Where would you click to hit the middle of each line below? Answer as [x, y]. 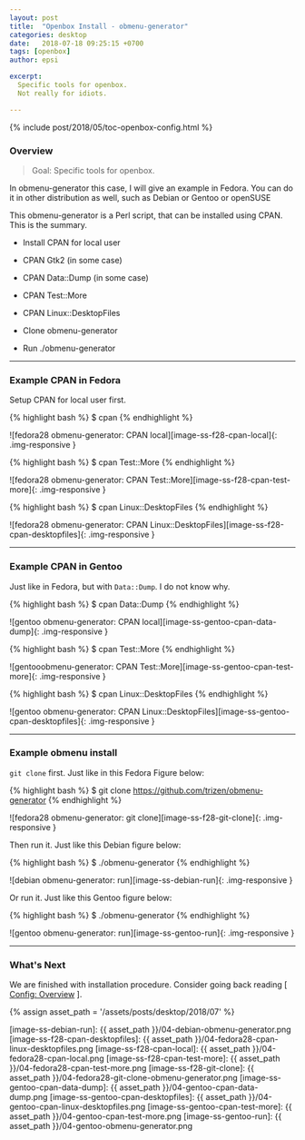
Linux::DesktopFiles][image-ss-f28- [216, 525]
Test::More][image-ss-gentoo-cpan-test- [216, 666]
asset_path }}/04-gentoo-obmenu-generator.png [101, 1126]
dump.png [29, 1097]
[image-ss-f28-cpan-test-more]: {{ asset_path [193, 1058]
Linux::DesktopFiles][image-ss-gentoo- [216, 711]
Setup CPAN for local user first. [68, 400]
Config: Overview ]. [46, 995]
